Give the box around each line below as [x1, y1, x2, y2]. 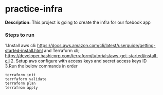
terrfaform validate [5, 77, 47, 82]
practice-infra [5, 3, 63, 15]
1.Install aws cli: [5, 43, 36, 48]
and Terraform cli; [43, 47, 80, 54]
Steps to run [5, 32, 35, 38]
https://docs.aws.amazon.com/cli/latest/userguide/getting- [37, 43, 156, 48]
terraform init [5, 73, 36, 78]
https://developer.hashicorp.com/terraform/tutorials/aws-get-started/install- [5, 53, 158, 59]
